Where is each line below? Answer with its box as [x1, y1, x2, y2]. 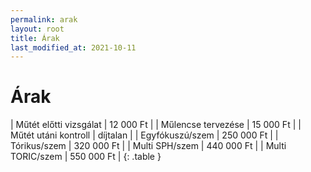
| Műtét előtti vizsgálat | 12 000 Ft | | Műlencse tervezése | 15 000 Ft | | [10, 119, 302, 131]
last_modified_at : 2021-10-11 [10, 42, 137, 53]
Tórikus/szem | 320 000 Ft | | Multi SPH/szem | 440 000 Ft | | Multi [10, 140, 287, 152]
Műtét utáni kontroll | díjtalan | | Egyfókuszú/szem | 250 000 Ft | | [10, 129, 279, 141]
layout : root [10, 24, 65, 34]
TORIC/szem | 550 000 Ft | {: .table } [10, 151, 162, 163]
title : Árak [10, 33, 60, 43]
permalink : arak [10, 14, 78, 25]
